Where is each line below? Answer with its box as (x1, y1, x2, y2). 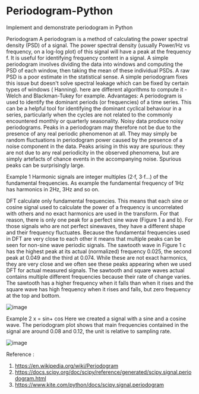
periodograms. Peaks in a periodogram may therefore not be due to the (6, 124, 181, 131)
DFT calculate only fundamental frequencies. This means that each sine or (6, 197, 189, 204)
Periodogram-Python (6, 4, 113, 18)
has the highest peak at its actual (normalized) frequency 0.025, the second (6, 248, 192, 255)
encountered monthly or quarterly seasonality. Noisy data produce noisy (6, 117, 184, 124)
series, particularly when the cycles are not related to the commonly (6, 111, 173, 118)
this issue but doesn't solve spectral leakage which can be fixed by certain (6, 79, 189, 87)
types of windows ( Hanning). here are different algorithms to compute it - (6, 86, 187, 93)
